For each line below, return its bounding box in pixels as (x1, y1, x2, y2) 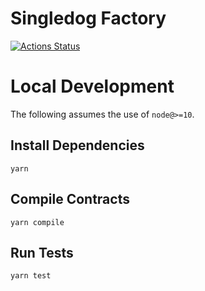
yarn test (10, 271, 52, 281)
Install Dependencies (10, 137, 145, 154)
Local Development (10, 75, 175, 98)
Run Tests (10, 244, 74, 261)
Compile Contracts (10, 191, 130, 208)
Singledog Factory (10, 7, 167, 30)
